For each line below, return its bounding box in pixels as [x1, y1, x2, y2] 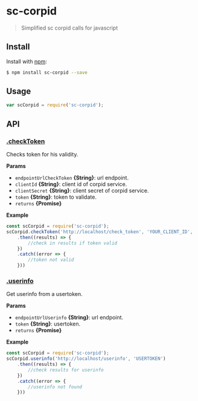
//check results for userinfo [28, 367, 104, 373]
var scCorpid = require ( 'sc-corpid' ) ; [6, 102, 104, 108]
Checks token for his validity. [6, 151, 78, 158]
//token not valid [28, 257, 74, 263]
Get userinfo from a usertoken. [6, 290, 83, 298]
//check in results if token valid [28, 240, 118, 246]
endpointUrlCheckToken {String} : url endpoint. [14, 174, 129, 181]
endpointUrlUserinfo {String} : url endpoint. [14, 314, 124, 321]
